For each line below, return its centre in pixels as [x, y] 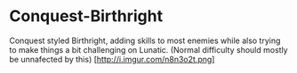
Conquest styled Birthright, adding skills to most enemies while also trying [145, 40]
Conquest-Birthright [86, 16]
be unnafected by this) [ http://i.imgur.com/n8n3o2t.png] [112, 59]
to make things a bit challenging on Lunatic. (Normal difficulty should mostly [148, 49]
